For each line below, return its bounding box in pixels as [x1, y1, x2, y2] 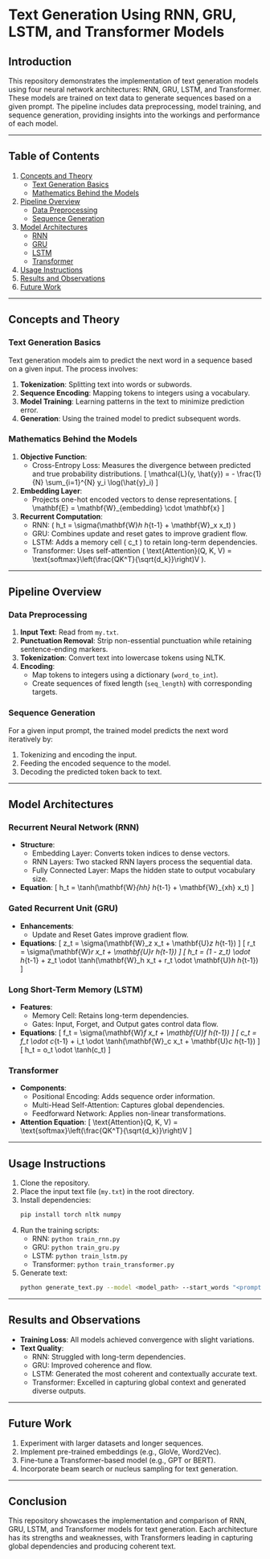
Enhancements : [19, 921, 74, 930]
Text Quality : [19, 1343, 64, 1352]
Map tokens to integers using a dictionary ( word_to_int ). [31, 670, 219, 680]
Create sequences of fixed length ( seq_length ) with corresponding [31, 679, 253, 688]
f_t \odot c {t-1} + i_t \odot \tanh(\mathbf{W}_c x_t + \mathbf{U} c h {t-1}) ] [19, 1036, 260, 1046]
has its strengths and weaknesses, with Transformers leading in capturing [8, 1533, 253, 1543]
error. [19, 404, 39, 415]
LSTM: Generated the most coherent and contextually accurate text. [31, 1368, 258, 1378]
